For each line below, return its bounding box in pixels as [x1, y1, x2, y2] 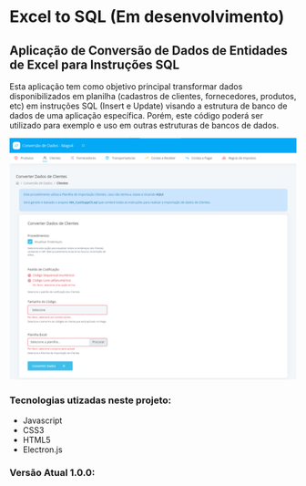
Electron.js [22, 444, 63, 455]
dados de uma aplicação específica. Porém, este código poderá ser [9, 110, 264, 120]
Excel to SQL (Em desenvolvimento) [9, 6, 285, 27]
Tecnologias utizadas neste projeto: [9, 394, 171, 407]
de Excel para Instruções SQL [9, 57, 180, 72]
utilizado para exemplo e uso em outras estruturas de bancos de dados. [9, 120, 280, 130]
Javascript [22, 415, 63, 426]
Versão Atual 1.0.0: [9, 467, 96, 480]
